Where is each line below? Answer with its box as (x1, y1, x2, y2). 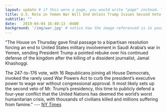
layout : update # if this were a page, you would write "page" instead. (5, 7, 159, 12)
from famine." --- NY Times (5, 102, 62, 108)
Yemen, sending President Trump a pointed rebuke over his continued (5, 50, 148, 56)
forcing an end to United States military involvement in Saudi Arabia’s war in (5, 45, 160, 51)
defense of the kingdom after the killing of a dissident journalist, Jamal (5, 55, 150, 61)
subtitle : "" (5, 16, 32, 21)
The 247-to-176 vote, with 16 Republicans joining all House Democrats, (5, 70, 151, 76)
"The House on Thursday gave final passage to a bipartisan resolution (5, 39, 149, 45)
